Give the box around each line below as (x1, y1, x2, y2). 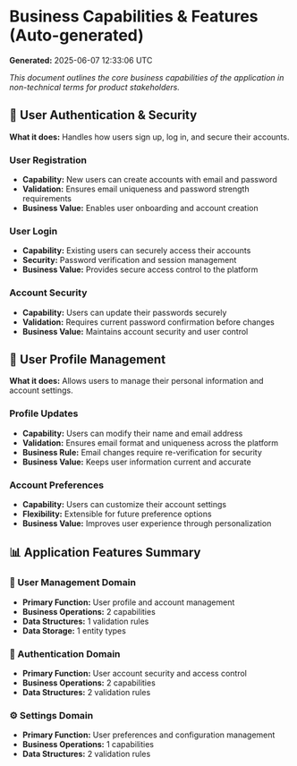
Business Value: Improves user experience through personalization (21, 518, 272, 529)
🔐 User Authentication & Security (9, 107, 198, 123)
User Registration (9, 154, 88, 166)
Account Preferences (9, 479, 105, 491)
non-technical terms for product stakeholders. (9, 81, 181, 92)
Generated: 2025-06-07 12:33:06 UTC (9, 55, 153, 65)
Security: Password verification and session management (21, 255, 237, 266)
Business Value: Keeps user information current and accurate (21, 456, 252, 467)
